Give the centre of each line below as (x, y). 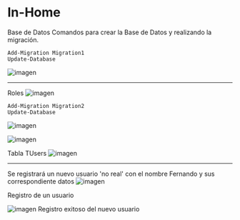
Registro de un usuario (41, 195)
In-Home (34, 12)
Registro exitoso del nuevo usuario (89, 209)
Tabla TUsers (27, 153)
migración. (23, 39)
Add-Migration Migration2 (46, 106)
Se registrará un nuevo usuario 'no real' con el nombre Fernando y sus (111, 174)
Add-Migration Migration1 (46, 53)
